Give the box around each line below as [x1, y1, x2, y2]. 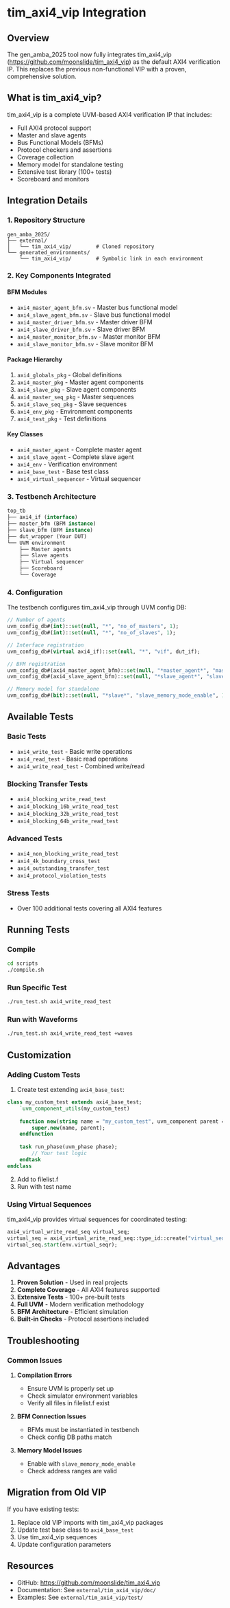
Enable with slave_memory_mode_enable [27, 1460, 136, 1468]
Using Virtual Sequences [7, 1199, 92, 1209]
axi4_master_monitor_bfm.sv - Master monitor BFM [16, 332, 161, 341]
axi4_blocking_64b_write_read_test [16, 818, 119, 825]
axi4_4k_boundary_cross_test [16, 858, 101, 865]
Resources [7, 1560, 54, 1572]
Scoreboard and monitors [16, 175, 90, 183]
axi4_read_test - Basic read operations [16, 755, 129, 763]
